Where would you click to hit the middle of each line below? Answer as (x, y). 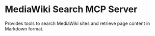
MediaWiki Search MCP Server (71, 9)
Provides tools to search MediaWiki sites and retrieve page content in (77, 23)
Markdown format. (24, 28)
